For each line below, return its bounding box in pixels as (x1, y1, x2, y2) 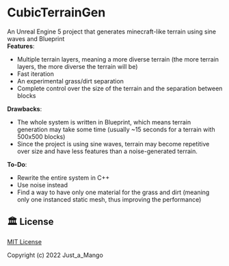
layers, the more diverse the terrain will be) (16, 62, 138, 70)
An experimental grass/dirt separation (16, 77, 124, 85)
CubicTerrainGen (7, 5, 106, 21)
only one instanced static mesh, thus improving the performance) (16, 195, 202, 203)
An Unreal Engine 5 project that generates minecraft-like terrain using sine (7, 27, 217, 36)
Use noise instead (16, 181, 68, 189)
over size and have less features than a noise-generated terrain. (16, 147, 198, 155)
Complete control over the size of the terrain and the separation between (16, 84, 223, 92)
